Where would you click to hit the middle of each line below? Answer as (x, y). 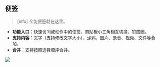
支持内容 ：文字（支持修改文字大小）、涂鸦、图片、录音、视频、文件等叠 (84, 37)
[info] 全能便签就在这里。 (42, 21)
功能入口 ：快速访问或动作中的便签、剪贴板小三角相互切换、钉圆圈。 (80, 32)
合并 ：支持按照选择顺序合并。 (42, 50)
